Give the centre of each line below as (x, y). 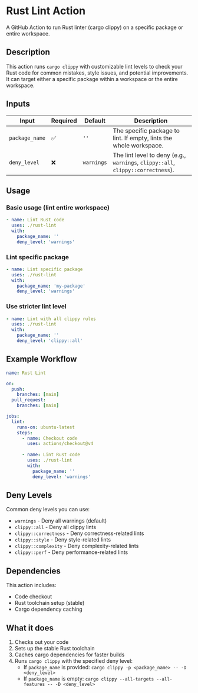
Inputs (18, 104)
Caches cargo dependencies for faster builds (70, 655)
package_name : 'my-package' (51, 286)
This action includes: (31, 585)
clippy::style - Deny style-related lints (62, 540)
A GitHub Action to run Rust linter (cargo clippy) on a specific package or (95, 27)
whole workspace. (138, 145)
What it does (30, 628)
